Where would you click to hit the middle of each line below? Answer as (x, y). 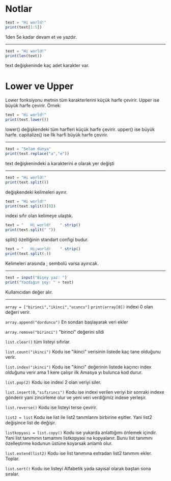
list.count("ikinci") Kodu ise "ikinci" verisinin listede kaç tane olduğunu (83, 352)
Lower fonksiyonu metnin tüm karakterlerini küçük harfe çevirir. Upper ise (82, 100)
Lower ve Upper (39, 86)
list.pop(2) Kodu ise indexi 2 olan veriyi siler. (53, 382)
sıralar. (12, 474)
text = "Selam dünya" (28, 149)
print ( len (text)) (24, 56)
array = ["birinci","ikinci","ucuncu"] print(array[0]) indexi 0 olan (79, 307)
